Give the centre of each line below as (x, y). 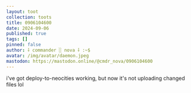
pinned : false (24, 45)
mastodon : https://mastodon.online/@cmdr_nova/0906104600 (79, 61)
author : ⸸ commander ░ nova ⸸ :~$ (48, 50)
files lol (15, 84)
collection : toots (29, 17)
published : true (26, 34)
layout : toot (22, 12)
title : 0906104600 (29, 23)
